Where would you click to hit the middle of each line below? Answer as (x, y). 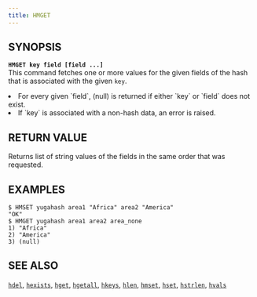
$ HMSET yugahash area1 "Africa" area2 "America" (91, 208)
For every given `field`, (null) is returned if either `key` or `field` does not (134, 96)
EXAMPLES (37, 189)
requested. (26, 165)
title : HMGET (29, 15)
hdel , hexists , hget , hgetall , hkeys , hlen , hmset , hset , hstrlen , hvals (117, 284)
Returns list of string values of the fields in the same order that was (117, 157)
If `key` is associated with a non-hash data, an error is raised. (117, 113)
